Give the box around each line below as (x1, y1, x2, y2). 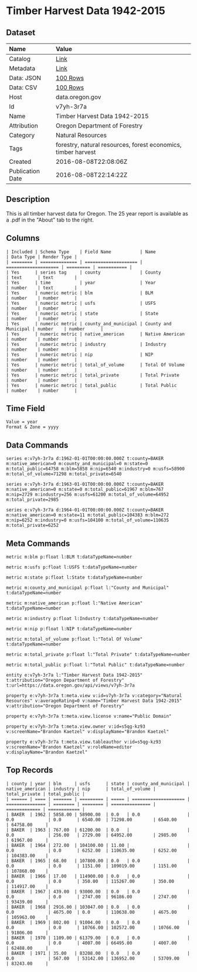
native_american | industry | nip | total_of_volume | (6, 786, 157, 792)
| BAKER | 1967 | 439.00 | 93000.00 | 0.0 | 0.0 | (6, 889, 191, 894)
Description (6, 194, 50, 204)
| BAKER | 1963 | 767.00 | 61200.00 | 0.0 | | (6, 827, 191, 833)
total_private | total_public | (6, 791, 85, 797)
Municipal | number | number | (6, 326, 104, 332)
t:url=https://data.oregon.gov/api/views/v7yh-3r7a (6, 682, 135, 688)
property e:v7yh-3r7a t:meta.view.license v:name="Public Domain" (6, 714, 172, 719)
